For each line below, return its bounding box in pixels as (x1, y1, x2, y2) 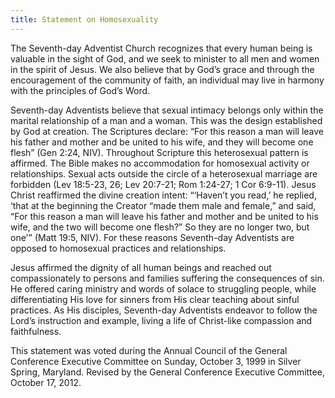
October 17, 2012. (10, 376, 82, 388)
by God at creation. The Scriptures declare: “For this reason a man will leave (10, 125, 324, 137)
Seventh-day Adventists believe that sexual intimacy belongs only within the (10, 104, 324, 116)
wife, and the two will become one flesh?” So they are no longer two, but (10, 221, 310, 233)
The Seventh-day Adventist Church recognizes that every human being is (10, 42, 313, 54)
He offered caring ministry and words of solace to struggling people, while (10, 282, 317, 295)
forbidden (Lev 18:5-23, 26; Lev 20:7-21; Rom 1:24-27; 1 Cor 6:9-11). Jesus (10, 178, 317, 190)
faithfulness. (10, 325, 62, 337)
